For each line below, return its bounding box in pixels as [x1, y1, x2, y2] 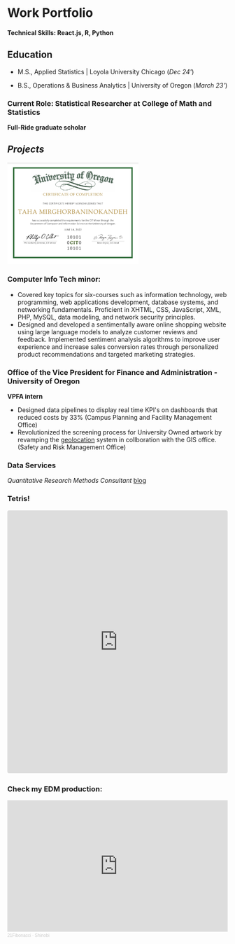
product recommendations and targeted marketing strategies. [17, 350, 196, 358]
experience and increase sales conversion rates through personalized [17, 342, 219, 351]
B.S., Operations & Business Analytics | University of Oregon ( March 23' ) [17, 81, 228, 89]
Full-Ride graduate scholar [7, 123, 86, 131]
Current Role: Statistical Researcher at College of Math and [7, 98, 212, 108]
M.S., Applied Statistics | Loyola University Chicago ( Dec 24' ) [17, 67, 194, 76]
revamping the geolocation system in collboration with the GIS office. [17, 436, 217, 444]
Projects [7, 144, 45, 156]
